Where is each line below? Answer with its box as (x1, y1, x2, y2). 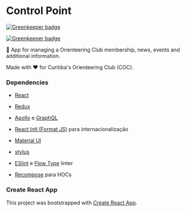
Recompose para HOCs (14, 171, 72, 178)
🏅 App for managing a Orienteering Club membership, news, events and (6, 46, 180, 53)
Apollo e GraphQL (14, 114, 58, 121)
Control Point (6, 4, 72, 18)
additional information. (6, 52, 60, 59)
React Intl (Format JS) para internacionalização (14, 126, 128, 133)
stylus (14, 148, 30, 156)
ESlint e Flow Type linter (14, 160, 73, 167)
